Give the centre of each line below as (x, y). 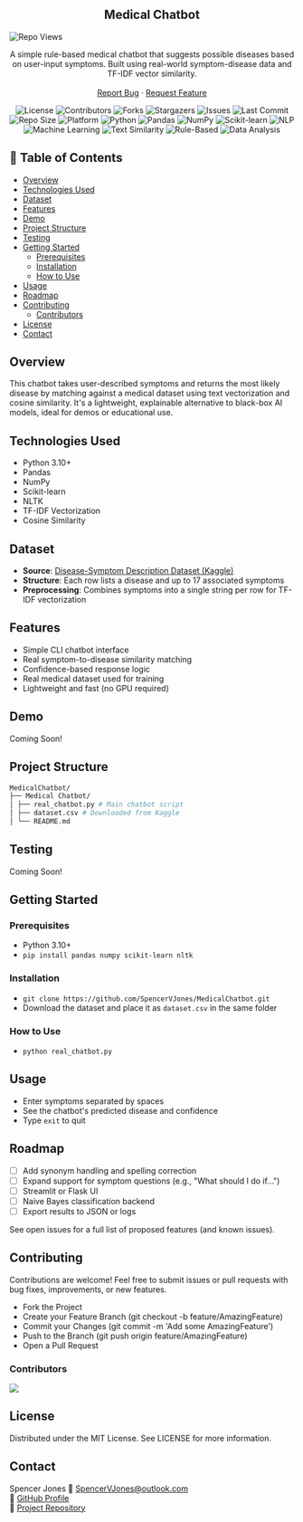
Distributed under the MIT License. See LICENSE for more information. (141, 1438)
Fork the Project (52, 1307)
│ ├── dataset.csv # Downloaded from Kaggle (95, 813)
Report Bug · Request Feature (152, 92)
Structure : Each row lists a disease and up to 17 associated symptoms (153, 580)
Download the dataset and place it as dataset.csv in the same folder (150, 1007)
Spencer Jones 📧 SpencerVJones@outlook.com (99, 1489)
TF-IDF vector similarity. (152, 73)
